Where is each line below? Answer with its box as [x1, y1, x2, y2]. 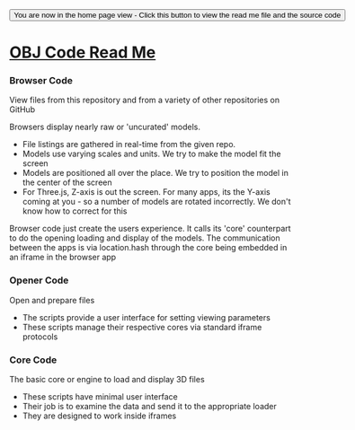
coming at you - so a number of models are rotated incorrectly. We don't [22, 197, 291, 207]
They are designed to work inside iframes [22, 410, 177, 421]
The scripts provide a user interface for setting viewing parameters [22, 312, 271, 322]
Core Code [9, 354, 58, 366]
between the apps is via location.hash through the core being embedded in [9, 242, 288, 253]
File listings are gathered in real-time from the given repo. [22, 139, 236, 150]
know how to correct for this [22, 206, 128, 216]
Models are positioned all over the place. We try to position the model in [22, 168, 289, 179]
